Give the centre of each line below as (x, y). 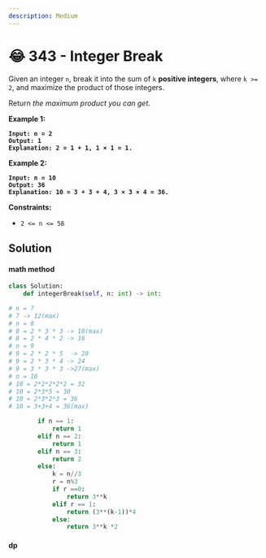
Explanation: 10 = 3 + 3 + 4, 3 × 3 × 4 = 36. (89, 192)
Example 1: (27, 119)
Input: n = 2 (31, 134)
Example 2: (28, 162)
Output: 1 (25, 141)
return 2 (67, 459)
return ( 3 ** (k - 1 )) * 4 (101, 512)
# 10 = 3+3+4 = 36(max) (49, 407)
